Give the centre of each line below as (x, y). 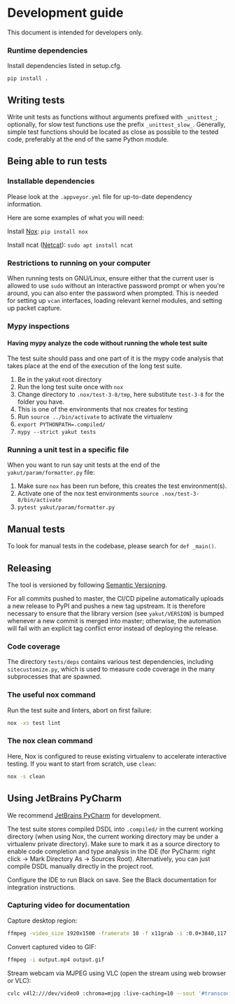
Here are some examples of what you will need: (76, 217)
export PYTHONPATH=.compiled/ (62, 425)
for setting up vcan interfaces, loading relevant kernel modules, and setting (115, 301)
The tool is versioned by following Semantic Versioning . (87, 585)
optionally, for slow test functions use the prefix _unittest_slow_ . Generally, (116, 125)
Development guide (65, 13)
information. (25, 204)
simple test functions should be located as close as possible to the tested (113, 132)
